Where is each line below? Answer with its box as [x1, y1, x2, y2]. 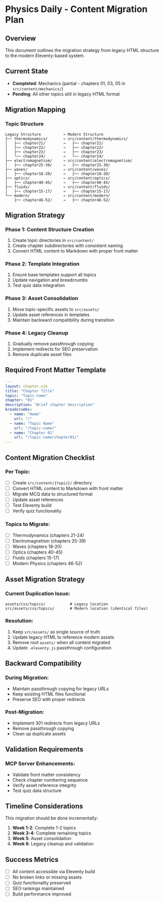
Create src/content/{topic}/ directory [12, 479, 92, 485]
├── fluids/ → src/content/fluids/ [5, 184, 111, 189]
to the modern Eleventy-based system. [5, 52, 85, 58]
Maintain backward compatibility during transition [12, 316, 115, 323]
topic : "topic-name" [5, 393, 48, 398]
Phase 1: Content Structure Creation [5, 226, 95, 233]
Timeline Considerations [5, 801, 83, 810]
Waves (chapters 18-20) [12, 543, 62, 549]
